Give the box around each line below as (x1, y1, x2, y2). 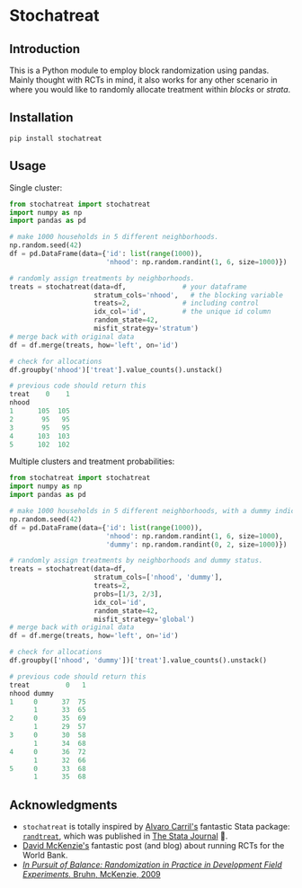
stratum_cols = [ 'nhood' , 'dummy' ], (93, 573, 223, 582)
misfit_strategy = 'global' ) (93, 615, 195, 624)
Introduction (9, 41, 81, 57)
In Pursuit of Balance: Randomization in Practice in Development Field (22, 859, 283, 870)
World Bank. (22, 850, 68, 861)
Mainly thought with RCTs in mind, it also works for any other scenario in (9, 75, 278, 85)
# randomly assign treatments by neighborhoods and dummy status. (9, 556, 263, 565)
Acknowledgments (9, 797, 119, 813)
